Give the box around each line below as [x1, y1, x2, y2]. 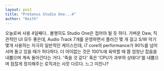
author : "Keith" [5, 16, 39, 21]
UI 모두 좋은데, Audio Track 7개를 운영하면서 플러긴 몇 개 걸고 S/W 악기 [18, 36, 157, 42]
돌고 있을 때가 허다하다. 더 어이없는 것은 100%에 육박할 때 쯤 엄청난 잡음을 [14, 48, 157, 54]
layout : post [5, 7, 32, 12]
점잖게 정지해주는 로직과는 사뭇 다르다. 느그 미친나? [10, 61, 109, 67]
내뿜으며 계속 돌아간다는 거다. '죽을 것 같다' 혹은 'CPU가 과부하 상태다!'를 [5, 55, 146, 61]
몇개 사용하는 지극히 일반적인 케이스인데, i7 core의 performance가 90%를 [5, 43, 149, 48]
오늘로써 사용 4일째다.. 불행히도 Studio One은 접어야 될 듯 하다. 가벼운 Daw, [5, 30, 152, 36]
